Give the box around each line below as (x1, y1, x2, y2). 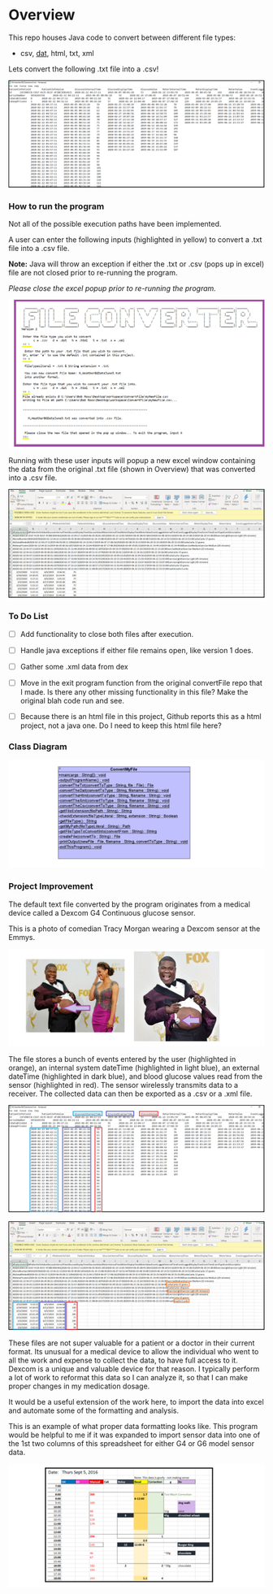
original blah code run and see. (19, 695, 124, 705)
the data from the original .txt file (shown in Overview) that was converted (8, 464, 256, 474)
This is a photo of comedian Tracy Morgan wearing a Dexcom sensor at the (8, 924, 261, 933)
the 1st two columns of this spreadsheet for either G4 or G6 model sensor (8, 1439, 254, 1449)
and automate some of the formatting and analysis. (8, 1406, 180, 1415)
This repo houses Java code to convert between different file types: (8, 32, 236, 42)
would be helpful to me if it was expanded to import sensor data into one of (8, 1430, 261, 1440)
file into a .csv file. (8, 243, 70, 253)
